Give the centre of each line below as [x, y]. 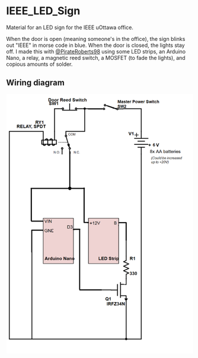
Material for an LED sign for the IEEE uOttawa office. [70, 27]
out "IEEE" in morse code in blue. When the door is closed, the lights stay [95, 45]
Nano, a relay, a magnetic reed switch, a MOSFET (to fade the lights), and [96, 58]
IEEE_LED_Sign [43, 11]
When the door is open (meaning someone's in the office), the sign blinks [96, 39]
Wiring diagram [36, 83]
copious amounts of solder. [39, 64]
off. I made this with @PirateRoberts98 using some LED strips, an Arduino [96, 51]
